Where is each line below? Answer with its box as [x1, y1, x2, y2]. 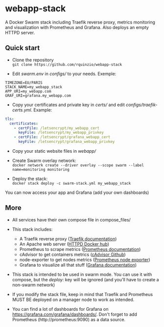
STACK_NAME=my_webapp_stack [5, 84, 63, 89]
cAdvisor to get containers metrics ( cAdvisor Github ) [19, 251, 126, 257]
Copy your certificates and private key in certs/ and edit [12, 102, 125, 108]
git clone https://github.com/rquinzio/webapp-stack [12, 62, 122, 67]
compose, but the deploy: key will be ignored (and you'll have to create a [12, 276, 159, 282]
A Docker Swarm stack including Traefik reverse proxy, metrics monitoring [5, 19, 156, 25]
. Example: [31, 107, 52, 113]
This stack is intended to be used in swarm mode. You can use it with [12, 271, 152, 277]
